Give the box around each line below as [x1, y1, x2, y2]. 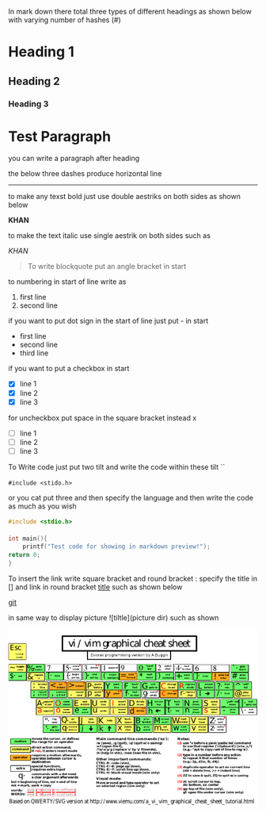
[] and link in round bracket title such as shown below [8, 582, 183, 592]
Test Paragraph [8, 127, 112, 145]
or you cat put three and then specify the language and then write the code [8, 493, 253, 502]
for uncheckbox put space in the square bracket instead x [8, 412, 197, 423]
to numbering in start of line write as [8, 277, 127, 286]
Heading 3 [8, 98, 49, 109]
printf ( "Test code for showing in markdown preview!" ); [22, 543, 211, 550]
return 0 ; [8, 551, 41, 559]
